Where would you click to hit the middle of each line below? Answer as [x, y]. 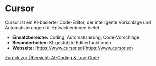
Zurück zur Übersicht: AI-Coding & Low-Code [52, 57]
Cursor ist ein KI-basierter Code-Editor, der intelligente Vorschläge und [78, 22]
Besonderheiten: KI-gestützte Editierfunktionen [62, 42]
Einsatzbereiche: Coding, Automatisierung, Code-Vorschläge [76, 37]
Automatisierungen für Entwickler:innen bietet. [53, 27]
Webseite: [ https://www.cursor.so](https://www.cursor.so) [73, 48]
